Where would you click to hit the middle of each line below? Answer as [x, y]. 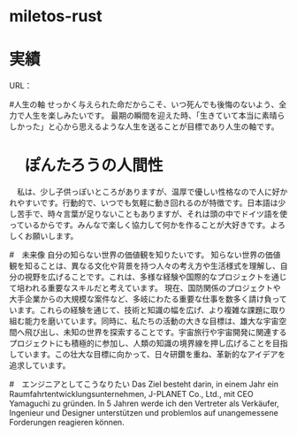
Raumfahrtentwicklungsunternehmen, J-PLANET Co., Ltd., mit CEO [131, 394]
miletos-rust [56, 16]
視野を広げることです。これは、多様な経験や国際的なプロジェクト [144, 277]
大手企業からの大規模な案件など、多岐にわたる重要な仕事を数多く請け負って [148, 299]
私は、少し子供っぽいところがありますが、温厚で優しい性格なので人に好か [152, 192]
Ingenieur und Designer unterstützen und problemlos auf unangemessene [144, 413]
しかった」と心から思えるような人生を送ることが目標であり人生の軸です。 [145, 126]
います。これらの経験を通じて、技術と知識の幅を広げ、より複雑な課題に [140, 310]
